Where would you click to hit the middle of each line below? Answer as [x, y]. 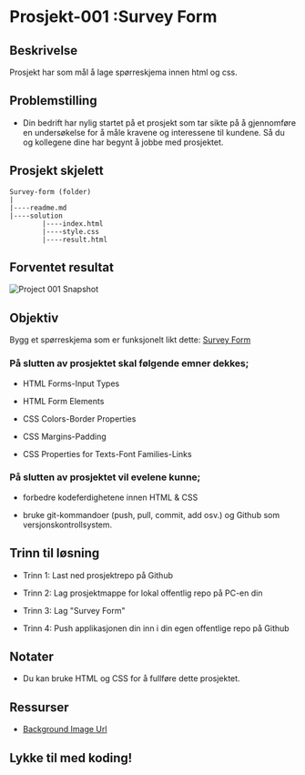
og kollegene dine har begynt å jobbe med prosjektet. [123, 142]
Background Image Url [65, 729]
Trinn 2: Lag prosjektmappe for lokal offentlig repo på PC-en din [142, 593]
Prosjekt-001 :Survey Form [113, 17]
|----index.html [73, 224]
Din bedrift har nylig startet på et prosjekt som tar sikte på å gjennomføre [159, 122]
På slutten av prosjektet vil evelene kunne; [105, 477]
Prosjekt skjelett [56, 171]
